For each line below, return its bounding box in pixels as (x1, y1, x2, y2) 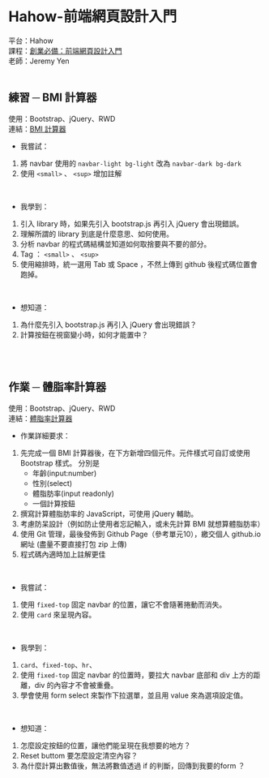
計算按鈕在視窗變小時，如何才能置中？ (19, 329, 148, 339)
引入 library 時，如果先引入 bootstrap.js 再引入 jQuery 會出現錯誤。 (19, 218, 244, 228)
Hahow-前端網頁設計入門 (8, 7, 177, 26)
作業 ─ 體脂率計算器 (8, 380, 107, 394)
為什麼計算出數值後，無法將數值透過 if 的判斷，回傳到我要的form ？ (19, 760, 246, 771)
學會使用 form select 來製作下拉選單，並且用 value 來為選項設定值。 (19, 690, 248, 700)
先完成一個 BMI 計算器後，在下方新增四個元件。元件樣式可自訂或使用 (19, 448, 251, 458)
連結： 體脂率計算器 (8, 413, 73, 423)
